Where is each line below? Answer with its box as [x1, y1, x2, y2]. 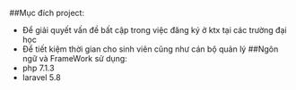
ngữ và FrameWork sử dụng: [22, 53, 127, 63]
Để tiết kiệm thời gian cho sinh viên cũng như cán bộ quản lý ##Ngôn [22, 44, 279, 54]
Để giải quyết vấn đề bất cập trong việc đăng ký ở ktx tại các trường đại [22, 25, 287, 35]
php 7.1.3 [22, 62, 56, 73]
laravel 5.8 [22, 72, 61, 83]
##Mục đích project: [9, 8, 85, 18]
